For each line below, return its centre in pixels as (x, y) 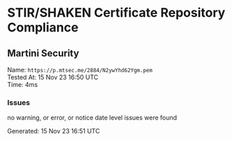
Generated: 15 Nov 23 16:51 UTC (54, 131)
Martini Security (43, 53)
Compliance (43, 27)
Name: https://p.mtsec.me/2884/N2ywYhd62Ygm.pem (80, 70)
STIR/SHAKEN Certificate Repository (116, 13)
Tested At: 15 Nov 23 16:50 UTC (53, 77)
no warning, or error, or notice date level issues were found (92, 118)
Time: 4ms (23, 84)
